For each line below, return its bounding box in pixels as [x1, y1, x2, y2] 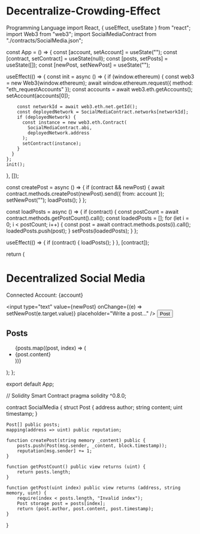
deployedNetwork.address [28, 130, 90, 136]
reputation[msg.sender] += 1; [17, 448, 93, 454]
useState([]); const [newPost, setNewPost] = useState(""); [6, 61, 150, 68]
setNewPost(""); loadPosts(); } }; [6, 196, 87, 204]
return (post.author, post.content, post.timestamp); [17, 506, 154, 512]
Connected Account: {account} [6, 291, 83, 299]
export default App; [6, 380, 54, 387]
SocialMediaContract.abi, [28, 124, 93, 130]
